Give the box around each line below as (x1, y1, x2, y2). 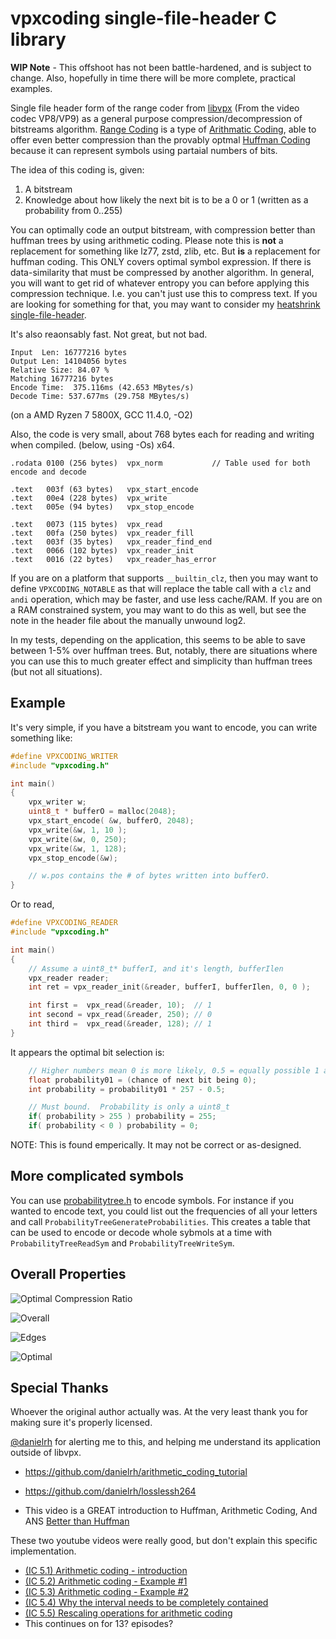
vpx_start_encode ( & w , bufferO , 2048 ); (28, 816, 195, 826)
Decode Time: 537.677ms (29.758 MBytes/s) (10, 391, 190, 401)
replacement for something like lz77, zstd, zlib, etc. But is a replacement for (10, 245, 321, 257)
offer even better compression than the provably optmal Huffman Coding (10, 133, 311, 146)
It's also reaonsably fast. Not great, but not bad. (10, 328, 208, 340)
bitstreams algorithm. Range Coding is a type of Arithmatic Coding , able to (10, 123, 317, 135)
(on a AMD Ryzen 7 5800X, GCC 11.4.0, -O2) (10, 408, 193, 421)
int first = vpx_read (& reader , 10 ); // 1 (28, 1000, 213, 1011)
